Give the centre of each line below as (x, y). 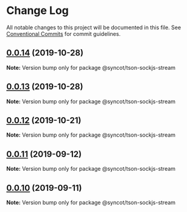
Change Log (37, 11)
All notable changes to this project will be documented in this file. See (94, 27)
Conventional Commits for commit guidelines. (63, 33)
